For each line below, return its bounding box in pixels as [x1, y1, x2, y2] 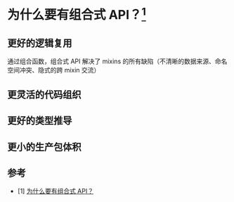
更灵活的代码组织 [7, 89, 82, 101]
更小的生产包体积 [7, 141, 82, 153]
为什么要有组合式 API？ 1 [7, 4, 146, 23]
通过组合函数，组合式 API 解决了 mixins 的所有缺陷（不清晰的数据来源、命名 [7, 57, 228, 65]
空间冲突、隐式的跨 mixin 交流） [7, 66, 100, 75]
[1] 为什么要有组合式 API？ [17, 187, 93, 196]
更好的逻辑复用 [7, 37, 72, 49]
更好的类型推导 [7, 115, 72, 127]
